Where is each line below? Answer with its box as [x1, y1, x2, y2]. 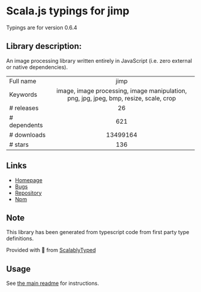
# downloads [9, 130, 46, 139]
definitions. [6, 235, 34, 242]
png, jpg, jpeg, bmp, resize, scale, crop [67, 94, 176, 102]
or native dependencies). [6, 63, 68, 70]
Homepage [14, 176, 43, 183]
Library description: [6, 41, 82, 51]
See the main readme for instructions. [6, 279, 99, 287]
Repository [14, 189, 42, 196]
